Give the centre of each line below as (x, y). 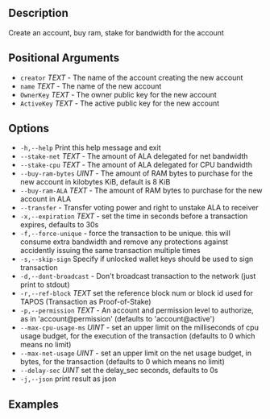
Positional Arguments (64, 58)
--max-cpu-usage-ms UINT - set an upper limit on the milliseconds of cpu (139, 328)
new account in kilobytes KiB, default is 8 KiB (95, 182)
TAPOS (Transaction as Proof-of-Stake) (85, 302)
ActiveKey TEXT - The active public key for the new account (120, 103)
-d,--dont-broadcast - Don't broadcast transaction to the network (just (138, 276)
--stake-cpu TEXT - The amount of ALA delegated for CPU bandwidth (136, 165)
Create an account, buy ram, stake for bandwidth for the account (116, 32)
